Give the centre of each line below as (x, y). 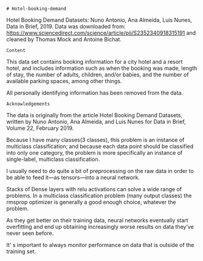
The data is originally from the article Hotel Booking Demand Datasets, (95, 115)
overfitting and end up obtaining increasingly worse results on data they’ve (100, 227)
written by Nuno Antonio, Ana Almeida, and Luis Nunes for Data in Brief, (96, 122)
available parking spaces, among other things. (64, 81)
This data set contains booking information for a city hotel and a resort (95, 62)
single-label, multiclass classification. (53, 159)
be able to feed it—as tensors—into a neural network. (73, 177)
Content (16, 50)
